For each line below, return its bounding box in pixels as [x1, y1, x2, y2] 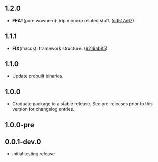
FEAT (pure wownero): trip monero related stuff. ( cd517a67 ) [12, 17, 134, 23]
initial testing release [12, 151, 55, 157]
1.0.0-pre [5, 120, 35, 129]
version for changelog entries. [12, 106, 75, 112]
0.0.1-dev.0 [5, 138, 41, 146]
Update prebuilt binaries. [12, 73, 64, 79]
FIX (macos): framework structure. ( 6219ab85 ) [12, 45, 108, 51]
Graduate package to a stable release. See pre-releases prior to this [12, 101, 153, 107]
